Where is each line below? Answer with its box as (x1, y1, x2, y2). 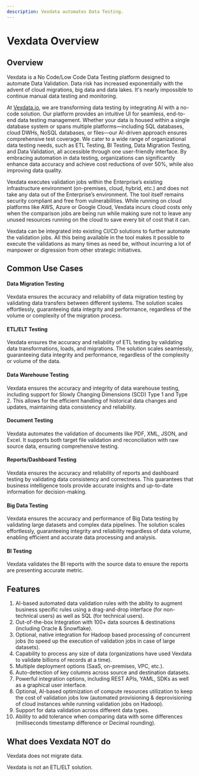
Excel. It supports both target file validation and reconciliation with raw (7, 436, 179, 443)
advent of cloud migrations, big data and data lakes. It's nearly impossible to (7, 86, 193, 93)
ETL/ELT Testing (7, 325, 48, 332)
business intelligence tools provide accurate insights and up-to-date (7, 482, 174, 489)
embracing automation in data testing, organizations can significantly (7, 154, 175, 161)
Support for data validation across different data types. (15, 707, 150, 714)
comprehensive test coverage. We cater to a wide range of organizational (7, 135, 186, 142)
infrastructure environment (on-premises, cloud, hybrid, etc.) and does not (7, 184, 189, 191)
